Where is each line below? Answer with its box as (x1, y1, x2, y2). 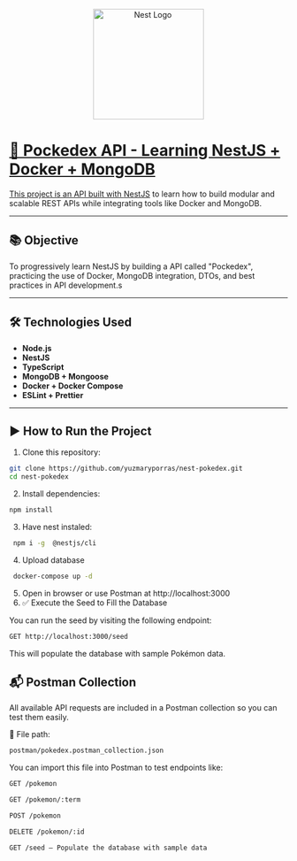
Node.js (21, 342, 52, 353)
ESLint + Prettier (21, 389, 84, 400)
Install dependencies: (21, 488, 101, 499)
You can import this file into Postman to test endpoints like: (9, 762, 224, 773)
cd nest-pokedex (9, 473, 69, 481)
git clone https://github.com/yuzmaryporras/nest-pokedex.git (9, 465, 243, 473)
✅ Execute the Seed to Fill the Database (21, 597, 168, 608)
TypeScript (21, 361, 65, 372)
